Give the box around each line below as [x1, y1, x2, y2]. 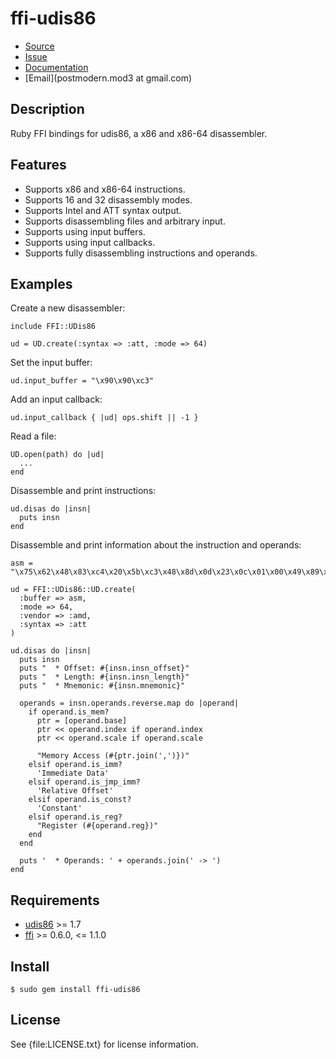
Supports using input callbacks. [24, 236, 156, 248]
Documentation [24, 61, 89, 73]
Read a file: [10, 430, 57, 442]
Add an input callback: [10, 393, 103, 406]
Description [10, 101, 85, 118]
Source [24, 40, 55, 52]
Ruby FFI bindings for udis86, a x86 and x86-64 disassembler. [10, 127, 268, 139]
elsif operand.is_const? [28, 795, 132, 805]
